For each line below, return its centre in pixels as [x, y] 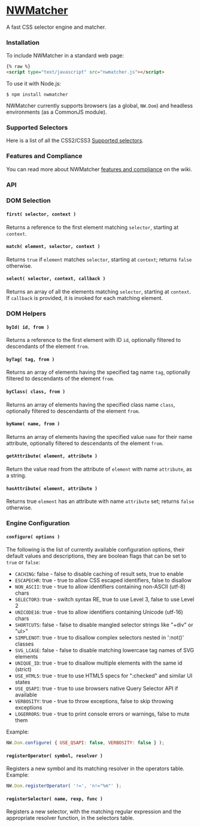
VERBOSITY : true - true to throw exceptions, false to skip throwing [94, 701]
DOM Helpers [26, 313]
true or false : [23, 562]
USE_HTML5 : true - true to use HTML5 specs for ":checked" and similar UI [104, 676]
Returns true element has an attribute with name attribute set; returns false [100, 501]
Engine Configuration [38, 523]
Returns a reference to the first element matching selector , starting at [92, 227]
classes [24, 644]
